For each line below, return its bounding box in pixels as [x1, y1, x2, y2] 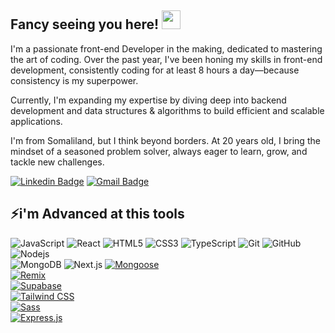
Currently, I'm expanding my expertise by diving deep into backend [10, 94, 287, 106]
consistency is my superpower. [10, 74, 139, 86]
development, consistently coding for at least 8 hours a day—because [10, 64, 300, 76]
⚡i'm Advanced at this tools [10, 206, 185, 223]
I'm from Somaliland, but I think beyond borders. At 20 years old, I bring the [10, 134, 321, 146]
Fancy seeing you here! [10, 16, 160, 33]
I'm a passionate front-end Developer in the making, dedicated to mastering [10, 42, 323, 55]
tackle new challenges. [10, 156, 105, 168]
